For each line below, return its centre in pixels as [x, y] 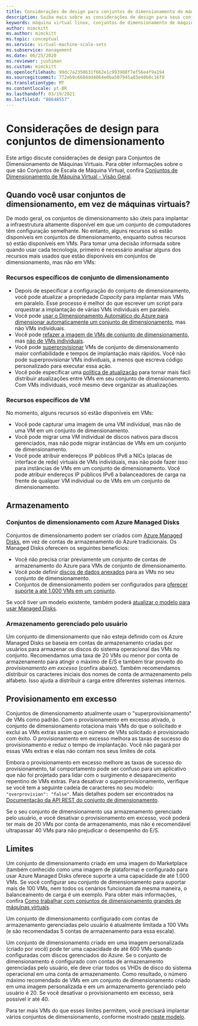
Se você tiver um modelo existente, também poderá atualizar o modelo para [98, 602]
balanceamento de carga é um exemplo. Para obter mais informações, [91, 894]
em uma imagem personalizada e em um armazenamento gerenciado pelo [96, 986]
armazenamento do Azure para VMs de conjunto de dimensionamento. [100, 565]
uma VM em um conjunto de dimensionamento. [72, 430]
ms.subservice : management [39, 50]
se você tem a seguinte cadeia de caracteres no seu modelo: [80, 787]
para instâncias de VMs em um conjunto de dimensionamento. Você [98, 468]
